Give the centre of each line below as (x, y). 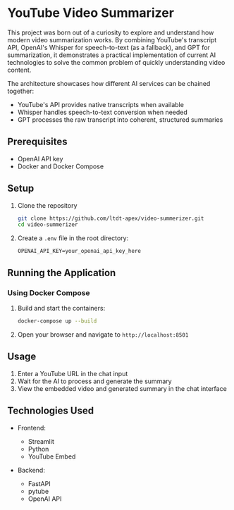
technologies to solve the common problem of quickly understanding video (116, 62)
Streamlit (41, 441)
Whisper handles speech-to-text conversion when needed (103, 112)
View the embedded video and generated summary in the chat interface (122, 388)
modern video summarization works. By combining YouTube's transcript (112, 39)
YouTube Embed (52, 456)
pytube (38, 491)
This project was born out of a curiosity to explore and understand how (111, 32)
